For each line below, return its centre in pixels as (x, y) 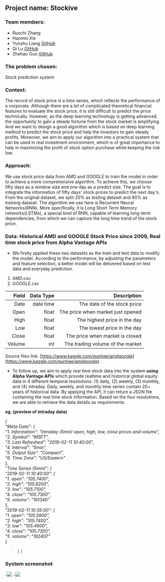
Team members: (25, 22)
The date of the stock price (110, 304)
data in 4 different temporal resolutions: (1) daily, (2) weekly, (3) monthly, (86, 381)
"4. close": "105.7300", (28, 494)
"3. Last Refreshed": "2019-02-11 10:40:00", (50, 442)
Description (128, 296)
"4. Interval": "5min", (26, 447)
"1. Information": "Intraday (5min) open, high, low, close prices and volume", (82, 431)
